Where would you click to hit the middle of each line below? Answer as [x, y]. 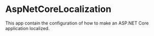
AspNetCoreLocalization [58, 9]
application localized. [27, 28]
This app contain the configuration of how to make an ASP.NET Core [77, 23]
